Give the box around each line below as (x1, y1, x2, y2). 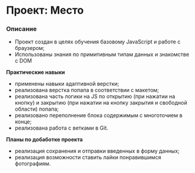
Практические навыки (6, 69, 65, 76)
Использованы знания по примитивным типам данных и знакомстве (14, 51, 190, 58)
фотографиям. (14, 160, 51, 167)
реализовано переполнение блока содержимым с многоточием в (14, 112, 183, 119)
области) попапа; (14, 105, 59, 113)
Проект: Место (6, 4, 84, 17)
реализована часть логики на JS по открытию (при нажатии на (14, 93, 175, 100)
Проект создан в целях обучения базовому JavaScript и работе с (14, 38, 181, 45)
